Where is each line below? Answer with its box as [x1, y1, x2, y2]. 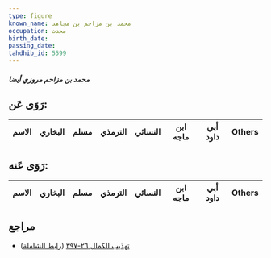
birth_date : [8, 34, 48, 43]
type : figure [8, 11, 52, 20]
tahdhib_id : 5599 [8, 49, 67, 57]
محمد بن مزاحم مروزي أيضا [8, 74, 90, 84]
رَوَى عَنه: [8, 158, 48, 172]
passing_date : [8, 42, 56, 50]
